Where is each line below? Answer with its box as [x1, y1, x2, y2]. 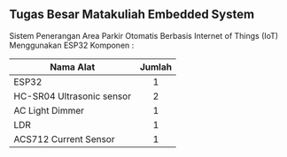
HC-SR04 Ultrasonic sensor [13, 90, 131, 102]
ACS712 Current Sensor [13, 132, 115, 145]
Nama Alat [50, 61, 96, 73]
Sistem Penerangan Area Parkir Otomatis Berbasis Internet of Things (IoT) [9, 30, 279, 41]
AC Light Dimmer [13, 104, 85, 116]
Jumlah [139, 61, 173, 73]
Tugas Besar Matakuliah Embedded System [9, 7, 255, 22]
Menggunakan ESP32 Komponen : [9, 40, 135, 50]
